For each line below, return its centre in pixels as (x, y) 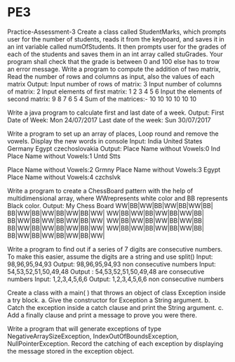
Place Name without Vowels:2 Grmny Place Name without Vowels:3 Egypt (114, 169)
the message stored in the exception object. (71, 351)
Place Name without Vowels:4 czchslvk (64, 177)
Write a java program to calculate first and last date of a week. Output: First (116, 112)
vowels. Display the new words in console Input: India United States (105, 141)
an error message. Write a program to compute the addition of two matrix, (114, 69)
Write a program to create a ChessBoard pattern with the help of (100, 190)
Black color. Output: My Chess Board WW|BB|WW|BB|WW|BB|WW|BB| (110, 205)
